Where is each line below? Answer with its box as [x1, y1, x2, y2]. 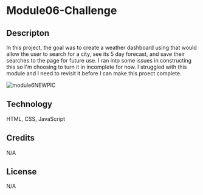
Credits [6, 133, 35, 143]
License [6, 166, 37, 177]
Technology [6, 99, 53, 109]
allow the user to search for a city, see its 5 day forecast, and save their [6, 50, 185, 58]
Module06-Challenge [6, 4, 117, 18]
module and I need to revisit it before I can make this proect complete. [6, 70, 182, 77]
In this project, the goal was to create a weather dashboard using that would [6, 44, 198, 51]
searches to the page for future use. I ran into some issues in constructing [6, 57, 192, 64]
